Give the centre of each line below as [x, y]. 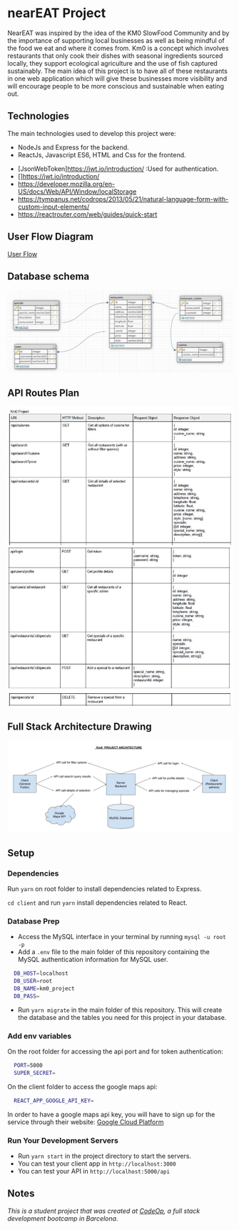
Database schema [49, 276]
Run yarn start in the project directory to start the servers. [104, 1156]
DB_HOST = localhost [41, 973]
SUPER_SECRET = [35, 1073]
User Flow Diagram [51, 237]
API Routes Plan [44, 393]
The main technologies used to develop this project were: [92, 133]
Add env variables [40, 1036]
